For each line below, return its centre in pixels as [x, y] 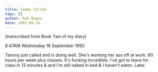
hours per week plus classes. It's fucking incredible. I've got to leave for [77, 60]
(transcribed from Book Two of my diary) [46, 36]
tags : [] [14, 14]
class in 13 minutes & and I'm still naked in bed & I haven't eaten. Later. [75, 65]
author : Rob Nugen [24, 18]
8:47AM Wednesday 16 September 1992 [45, 46]
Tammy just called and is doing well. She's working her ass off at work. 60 [79, 55]
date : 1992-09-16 [23, 23]
